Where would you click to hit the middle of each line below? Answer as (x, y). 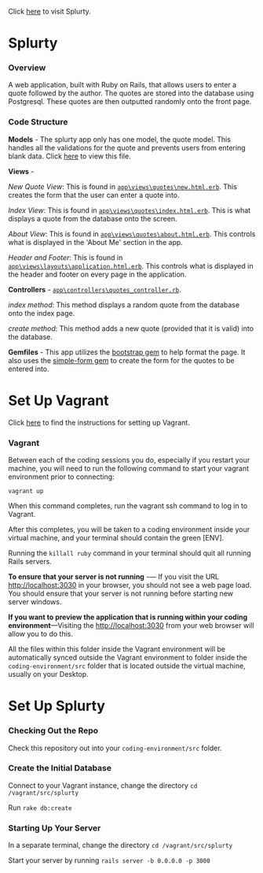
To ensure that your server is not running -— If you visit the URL (114, 577)
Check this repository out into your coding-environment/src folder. (115, 748)
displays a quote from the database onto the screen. (93, 218)
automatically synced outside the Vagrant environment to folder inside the (128, 658)
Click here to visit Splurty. (50, 11)
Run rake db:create (40, 808)
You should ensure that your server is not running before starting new (121, 593)
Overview (27, 68)
